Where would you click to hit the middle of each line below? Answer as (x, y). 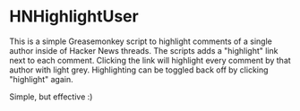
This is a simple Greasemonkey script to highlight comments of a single (141, 41)
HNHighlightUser (74, 17)
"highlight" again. (41, 79)
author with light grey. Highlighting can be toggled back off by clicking (139, 70)
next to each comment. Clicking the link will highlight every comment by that (150, 60)
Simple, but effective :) (51, 97)
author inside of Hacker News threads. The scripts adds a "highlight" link (144, 50)
